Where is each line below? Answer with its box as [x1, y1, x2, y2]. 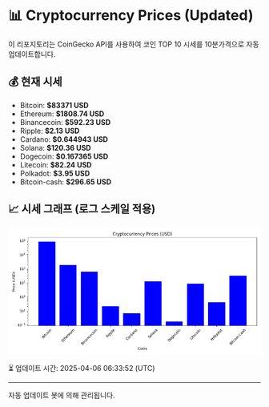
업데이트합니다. [8, 49, 56, 58]
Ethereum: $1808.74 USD [19, 109, 105, 119]
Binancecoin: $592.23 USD [19, 117, 111, 127]
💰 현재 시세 [8, 75, 62, 89]
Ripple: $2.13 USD [19, 126, 80, 135]
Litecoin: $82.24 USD [19, 159, 92, 169]
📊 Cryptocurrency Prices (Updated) [8, 6, 254, 25]
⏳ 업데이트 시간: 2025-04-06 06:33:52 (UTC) [8, 363, 155, 373]
